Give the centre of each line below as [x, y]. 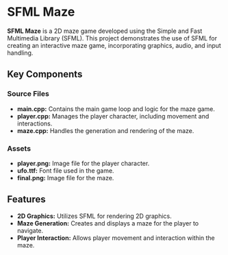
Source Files [28, 94]
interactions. [35, 123]
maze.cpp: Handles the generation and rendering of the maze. [105, 130]
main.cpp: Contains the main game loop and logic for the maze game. [116, 109]
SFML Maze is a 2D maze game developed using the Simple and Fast [105, 31]
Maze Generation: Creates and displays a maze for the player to [108, 223]
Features [26, 199]
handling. [20, 53]
